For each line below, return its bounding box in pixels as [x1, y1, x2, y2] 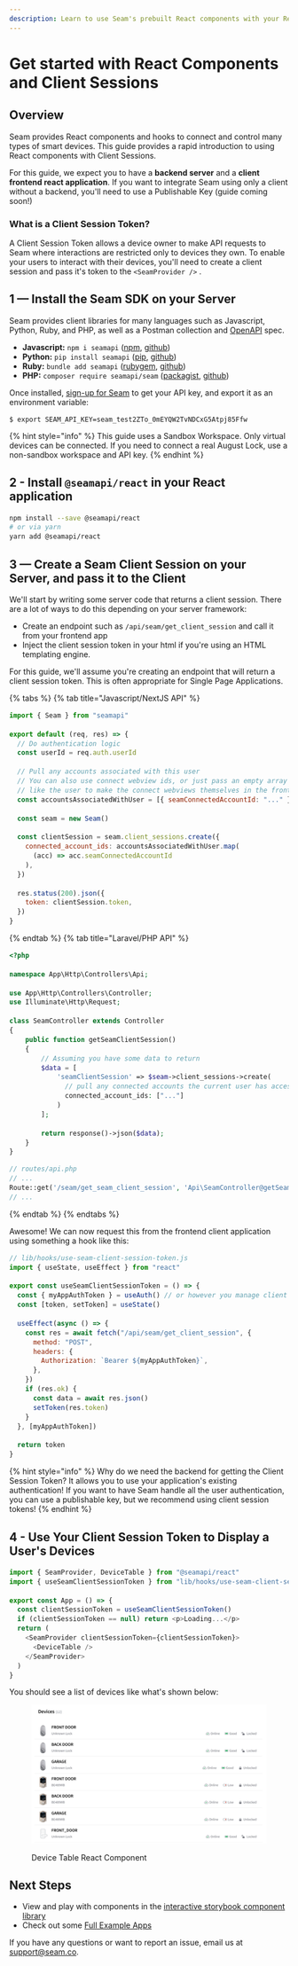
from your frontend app [21, 630, 108, 640]
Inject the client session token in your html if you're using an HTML [21, 639, 267, 650]
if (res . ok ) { [25, 1384, 77, 1394]
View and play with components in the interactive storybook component [21, 1901, 286, 1912]
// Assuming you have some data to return [41, 1053, 200, 1063]
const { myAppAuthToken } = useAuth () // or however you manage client [17, 1291, 288, 1300]
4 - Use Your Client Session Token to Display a [9, 1530, 270, 1545]
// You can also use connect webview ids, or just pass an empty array [17, 777, 288, 786]
